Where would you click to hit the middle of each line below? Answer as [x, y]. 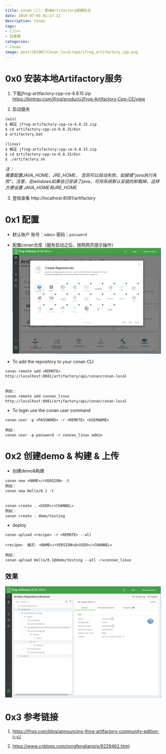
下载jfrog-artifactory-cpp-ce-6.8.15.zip [52, 93]
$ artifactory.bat [24, 134]
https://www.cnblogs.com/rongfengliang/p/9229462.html [71, 746]
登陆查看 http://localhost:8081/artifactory [54, 198]
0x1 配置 [22, 219]
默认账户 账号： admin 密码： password [50, 234]
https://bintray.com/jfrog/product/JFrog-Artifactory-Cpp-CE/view [79, 99]
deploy [19, 525]
